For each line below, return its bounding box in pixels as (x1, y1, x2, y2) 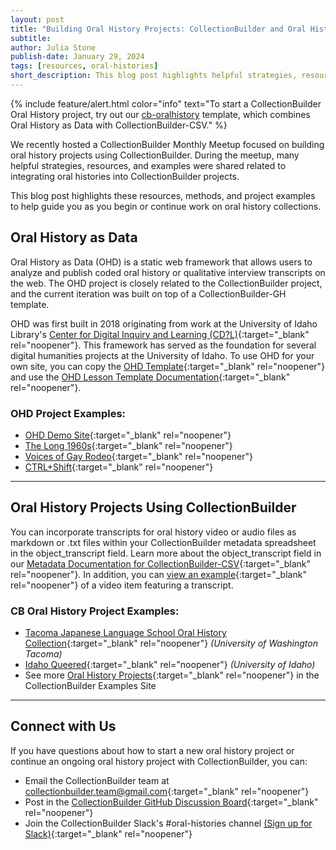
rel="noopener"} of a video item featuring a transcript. (10, 579, 234, 591)
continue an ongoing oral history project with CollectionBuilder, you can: (10, 755, 308, 767)
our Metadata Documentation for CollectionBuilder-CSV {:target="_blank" (10, 557, 312, 570)
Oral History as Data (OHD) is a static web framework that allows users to (10, 256, 313, 268)
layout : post (10, 14, 65, 25)
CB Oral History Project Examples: (10, 604, 180, 618)
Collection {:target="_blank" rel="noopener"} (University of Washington (24, 637, 318, 650)
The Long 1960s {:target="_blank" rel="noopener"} (24, 439, 233, 451)
